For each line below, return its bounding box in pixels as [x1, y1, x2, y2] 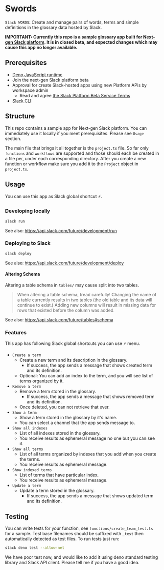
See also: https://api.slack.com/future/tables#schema [5, 316, 114, 322]
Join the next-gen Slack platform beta [12, 77, 89, 83]
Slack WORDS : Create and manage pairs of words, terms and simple [5, 19, 139, 25]
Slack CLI [12, 98, 32, 104]
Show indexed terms [12, 468, 52, 473]
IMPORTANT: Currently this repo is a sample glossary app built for [5, 34, 142, 40]
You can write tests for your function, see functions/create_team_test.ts [5, 525, 153, 531]
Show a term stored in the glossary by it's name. [19, 415, 117, 421]
